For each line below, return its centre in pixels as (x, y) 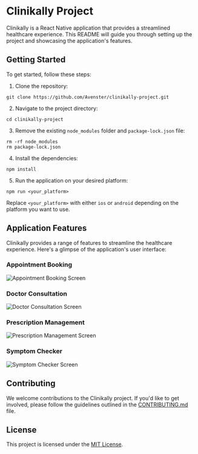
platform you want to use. (38, 209)
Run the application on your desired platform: (71, 180)
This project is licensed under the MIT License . (65, 444)
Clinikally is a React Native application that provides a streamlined (88, 28)
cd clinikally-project (35, 119)
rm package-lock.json (34, 147)
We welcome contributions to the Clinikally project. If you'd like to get (93, 398)
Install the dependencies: (47, 158)
